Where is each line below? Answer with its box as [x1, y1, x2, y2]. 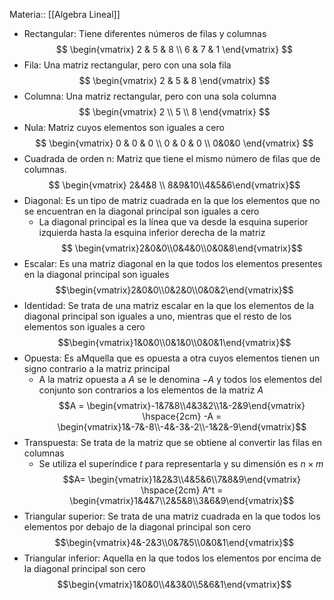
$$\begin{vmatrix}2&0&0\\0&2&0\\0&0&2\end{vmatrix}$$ [55, 284, 294, 296]
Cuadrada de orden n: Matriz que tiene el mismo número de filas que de [23, 153, 321, 164]
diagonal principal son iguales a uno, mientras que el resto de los [23, 310, 292, 322]
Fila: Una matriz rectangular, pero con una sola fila [23, 59, 232, 71]
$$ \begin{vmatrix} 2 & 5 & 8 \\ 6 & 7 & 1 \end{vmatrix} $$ [55, 44, 294, 55]
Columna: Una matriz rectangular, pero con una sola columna [23, 90, 277, 102]
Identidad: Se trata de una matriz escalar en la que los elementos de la [23, 300, 315, 311]
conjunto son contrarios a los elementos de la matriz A [38, 384, 264, 396]
